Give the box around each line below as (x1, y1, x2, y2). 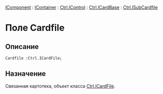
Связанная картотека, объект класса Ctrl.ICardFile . (5, 83, 115, 89)
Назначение (5, 70, 46, 78)
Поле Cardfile (5, 22, 65, 34)
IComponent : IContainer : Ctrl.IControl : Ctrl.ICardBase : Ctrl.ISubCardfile (5, 5, 158, 10)
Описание (5, 42, 39, 51)
